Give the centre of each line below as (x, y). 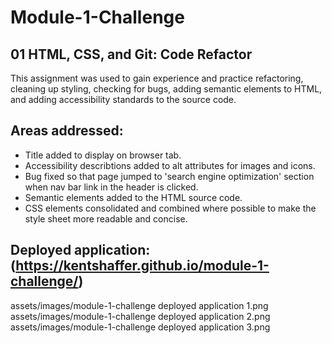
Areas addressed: (67, 131)
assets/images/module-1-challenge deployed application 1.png (139, 305)
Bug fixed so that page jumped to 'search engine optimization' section (169, 176)
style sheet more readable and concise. (106, 218)
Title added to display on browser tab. (103, 155)
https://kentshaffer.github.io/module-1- (142, 266)
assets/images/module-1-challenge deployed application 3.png (140, 327)
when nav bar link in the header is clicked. (111, 187)
